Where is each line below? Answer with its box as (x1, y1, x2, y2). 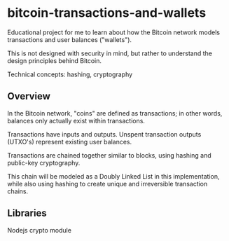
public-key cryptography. (7, 158, 81, 167)
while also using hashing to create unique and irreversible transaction (7, 179, 208, 188)
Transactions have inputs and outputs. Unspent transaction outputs (7, 130, 202, 138)
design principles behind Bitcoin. (7, 56, 102, 64)
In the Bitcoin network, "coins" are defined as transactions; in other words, (7, 109, 223, 117)
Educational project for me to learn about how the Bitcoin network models (7, 28, 221, 36)
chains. (7, 187, 29, 195)
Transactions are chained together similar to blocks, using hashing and (7, 151, 211, 159)
